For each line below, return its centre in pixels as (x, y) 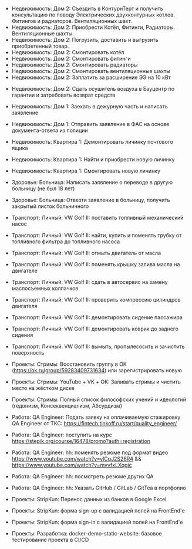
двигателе (25, 271)
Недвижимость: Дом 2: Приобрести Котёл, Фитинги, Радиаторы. (93, 27)
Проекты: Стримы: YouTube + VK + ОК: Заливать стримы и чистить (96, 382)
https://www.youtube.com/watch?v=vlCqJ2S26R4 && (77, 459)
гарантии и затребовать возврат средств (63, 95)
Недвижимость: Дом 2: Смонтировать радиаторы (75, 65)
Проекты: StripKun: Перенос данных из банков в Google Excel (89, 499)
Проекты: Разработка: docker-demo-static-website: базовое (87, 533)
